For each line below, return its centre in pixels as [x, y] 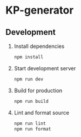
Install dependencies [39, 46]
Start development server [45, 68]
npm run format [33, 129]
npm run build [31, 101]
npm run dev [28, 79]
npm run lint [30, 123]
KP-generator [40, 10]
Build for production [38, 90]
